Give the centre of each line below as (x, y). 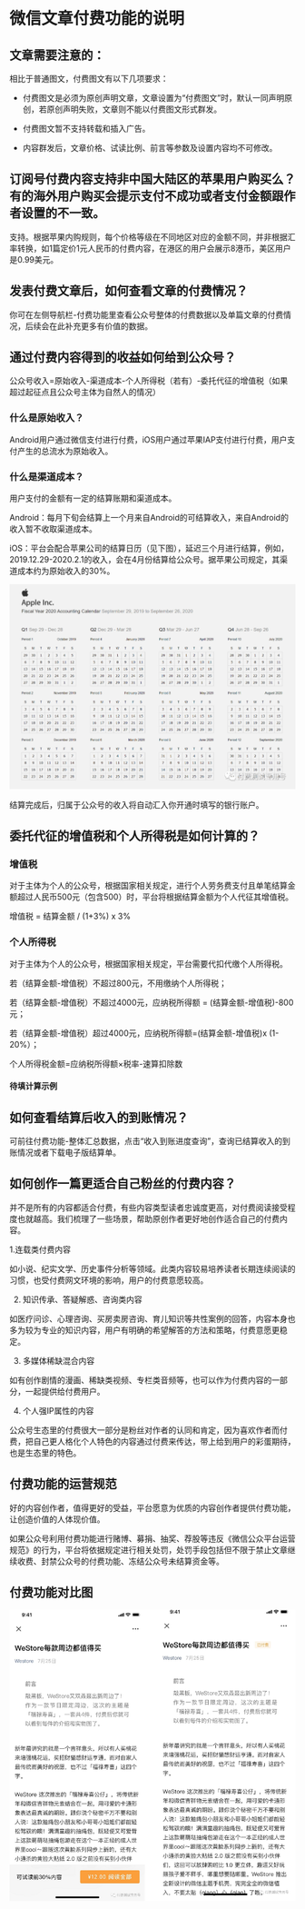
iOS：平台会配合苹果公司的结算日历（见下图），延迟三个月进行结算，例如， (149, 548)
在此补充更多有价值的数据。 (100, 326)
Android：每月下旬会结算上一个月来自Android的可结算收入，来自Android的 (149, 518)
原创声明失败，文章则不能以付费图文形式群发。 (134, 109)
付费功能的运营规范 (63, 1484)
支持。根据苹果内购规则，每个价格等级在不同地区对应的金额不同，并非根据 (148, 236)
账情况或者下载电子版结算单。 (65, 1153)
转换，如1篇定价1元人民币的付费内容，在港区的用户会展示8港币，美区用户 (154, 248)
